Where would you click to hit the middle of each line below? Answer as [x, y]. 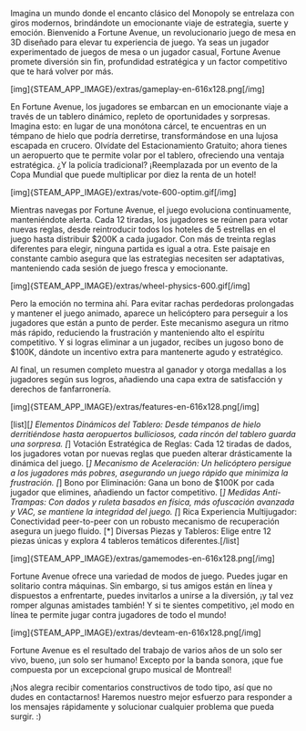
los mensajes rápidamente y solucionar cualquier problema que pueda [142, 707]
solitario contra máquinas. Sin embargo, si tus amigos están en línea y [142, 586]
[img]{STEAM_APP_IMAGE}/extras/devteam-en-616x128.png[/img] [136, 632]
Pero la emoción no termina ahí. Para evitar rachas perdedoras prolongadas [152, 303]
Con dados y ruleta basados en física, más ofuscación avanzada [171, 502]
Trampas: [28, 502]
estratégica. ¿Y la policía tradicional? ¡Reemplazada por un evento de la [144, 165]
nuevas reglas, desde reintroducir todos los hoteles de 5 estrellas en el [143, 229]
